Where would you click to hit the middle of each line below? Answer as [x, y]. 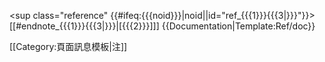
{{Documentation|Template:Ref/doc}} [238, 26]
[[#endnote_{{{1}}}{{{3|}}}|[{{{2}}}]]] [84, 26]
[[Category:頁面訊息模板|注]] [68, 46]
